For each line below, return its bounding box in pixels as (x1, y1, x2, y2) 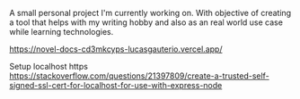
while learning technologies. (9, 27, 114, 37)
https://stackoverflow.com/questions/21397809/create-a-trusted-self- (9, 70, 269, 81)
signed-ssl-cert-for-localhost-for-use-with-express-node (9, 80, 223, 90)
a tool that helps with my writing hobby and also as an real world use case (9, 17, 283, 28)
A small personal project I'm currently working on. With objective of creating (9, 8, 292, 18)
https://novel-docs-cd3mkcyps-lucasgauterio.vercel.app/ (9, 44, 223, 54)
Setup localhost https (9, 62, 88, 71)
